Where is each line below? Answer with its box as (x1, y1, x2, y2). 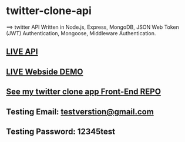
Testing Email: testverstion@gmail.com (6, 107, 154, 117)
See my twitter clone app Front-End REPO (6, 87, 162, 97)
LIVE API (6, 47, 38, 57)
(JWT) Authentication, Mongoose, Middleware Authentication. (6, 29, 156, 36)
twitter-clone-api (6, 4, 92, 18)
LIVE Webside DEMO (6, 66, 83, 77)
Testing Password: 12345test (6, 126, 116, 136)
